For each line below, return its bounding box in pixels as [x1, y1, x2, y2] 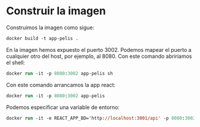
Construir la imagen [6, 4, 106, 18]
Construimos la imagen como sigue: [6, 24, 95, 31]
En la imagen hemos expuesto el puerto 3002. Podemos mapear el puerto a [6, 46, 192, 53]
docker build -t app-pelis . [6, 35, 79, 41]
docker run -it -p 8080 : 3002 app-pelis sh [6, 70, 113, 76]
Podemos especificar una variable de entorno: [6, 103, 120, 111]
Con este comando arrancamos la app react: [6, 81, 116, 88]
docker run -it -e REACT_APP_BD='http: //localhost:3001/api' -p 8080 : [6, 115, 185, 121]
